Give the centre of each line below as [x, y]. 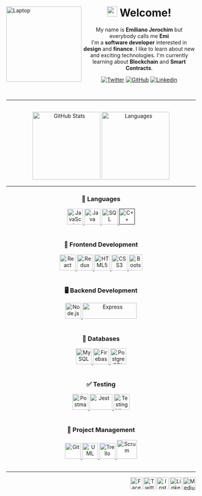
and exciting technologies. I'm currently [139, 55]
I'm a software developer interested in [139, 42]
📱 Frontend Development [101, 245]
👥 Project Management [101, 430]
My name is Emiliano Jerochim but [139, 30]
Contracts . [139, 68]
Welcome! [145, 13]
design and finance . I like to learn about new [139, 49]
